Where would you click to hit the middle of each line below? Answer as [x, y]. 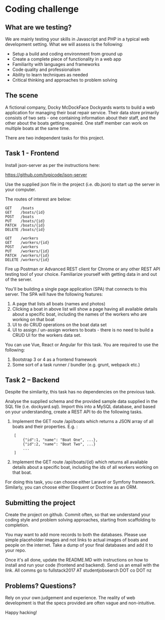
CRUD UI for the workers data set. [47, 335]
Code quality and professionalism [46, 69]
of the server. [19, 279]
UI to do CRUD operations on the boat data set [59, 325]
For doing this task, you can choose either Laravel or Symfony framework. [80, 482]
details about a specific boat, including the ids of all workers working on [85, 467]
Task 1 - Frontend [32, 153]
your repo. [16, 551]
